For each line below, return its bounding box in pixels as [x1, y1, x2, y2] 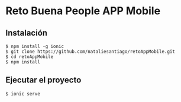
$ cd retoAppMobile [5, 54, 54, 60]
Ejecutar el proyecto [5, 75, 82, 85]
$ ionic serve [5, 91, 41, 97]
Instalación [5, 28, 48, 38]
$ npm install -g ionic [5, 43, 64, 49]
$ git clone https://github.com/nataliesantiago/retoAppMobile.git [5, 49, 176, 55]
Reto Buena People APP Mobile [5, 4, 161, 18]
